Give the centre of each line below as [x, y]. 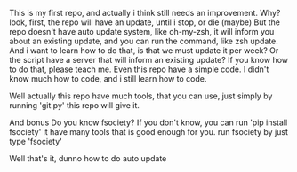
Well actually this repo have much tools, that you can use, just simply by [141, 96]
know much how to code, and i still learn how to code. [108, 78]
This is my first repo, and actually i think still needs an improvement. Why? [145, 13]
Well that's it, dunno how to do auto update [88, 158]
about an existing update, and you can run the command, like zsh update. [144, 41]
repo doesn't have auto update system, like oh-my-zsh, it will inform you [142, 31]
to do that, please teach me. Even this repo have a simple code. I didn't [139, 69]
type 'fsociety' [36, 141]
